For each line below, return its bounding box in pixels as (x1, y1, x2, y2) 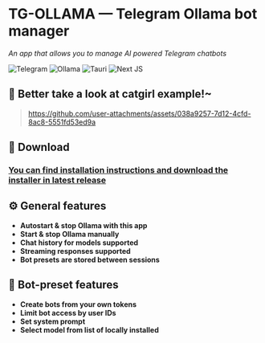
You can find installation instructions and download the (8, 165, 229, 176)
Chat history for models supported (19, 238, 139, 247)
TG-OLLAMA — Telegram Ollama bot (8, 5, 258, 23)
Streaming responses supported (19, 246, 131, 255)
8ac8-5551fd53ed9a (27, 117, 96, 127)
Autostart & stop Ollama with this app (19, 220, 148, 230)
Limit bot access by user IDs (19, 308, 116, 317)
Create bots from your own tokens (19, 299, 137, 309)
